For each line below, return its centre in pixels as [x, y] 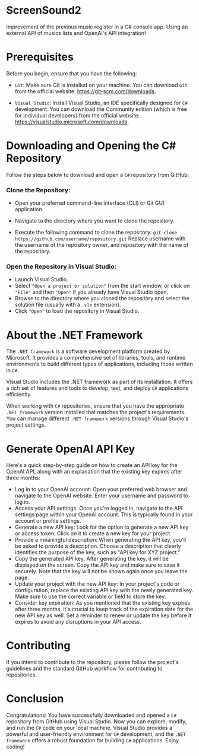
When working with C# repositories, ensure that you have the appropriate [95, 406]
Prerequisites [40, 57]
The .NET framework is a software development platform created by [88, 351]
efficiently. [19, 395]
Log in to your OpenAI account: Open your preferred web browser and [101, 490]
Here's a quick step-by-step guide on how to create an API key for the [92, 465]
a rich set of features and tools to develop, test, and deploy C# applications [97, 388]
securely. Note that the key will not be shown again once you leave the [101, 571]
